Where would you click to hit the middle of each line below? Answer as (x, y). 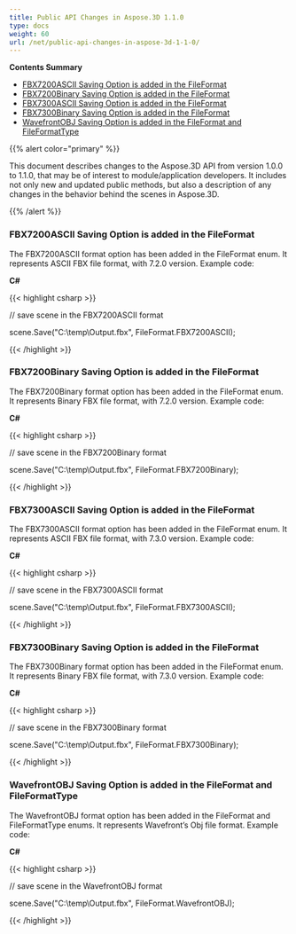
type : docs (29, 26)
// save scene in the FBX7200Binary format (88, 452)
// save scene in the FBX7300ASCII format (86, 590)
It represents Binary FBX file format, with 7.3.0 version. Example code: (136, 676)
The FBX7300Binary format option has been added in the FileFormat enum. (146, 667)
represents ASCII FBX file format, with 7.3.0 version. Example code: (132, 538)
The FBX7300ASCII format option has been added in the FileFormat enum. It (148, 530)
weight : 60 (29, 34)
